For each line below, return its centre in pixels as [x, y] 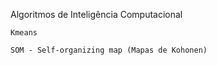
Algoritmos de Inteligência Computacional [96, 14]
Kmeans [24, 33]
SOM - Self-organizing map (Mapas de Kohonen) [109, 50]
